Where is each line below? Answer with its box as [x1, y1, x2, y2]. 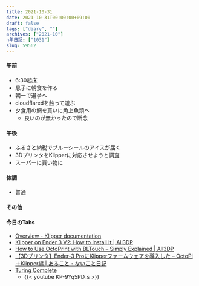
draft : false [6, 20, 39, 26]
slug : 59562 [6, 43, 36, 49]
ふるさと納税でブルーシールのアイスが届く [15, 144, 121, 151]
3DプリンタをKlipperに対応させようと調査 [15, 152, 120, 159]
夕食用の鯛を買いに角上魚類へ [15, 107, 90, 114]
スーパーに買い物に [15, 159, 64, 166]
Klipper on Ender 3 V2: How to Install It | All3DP [15, 239, 134, 246]
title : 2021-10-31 [6, 8, 53, 15]
